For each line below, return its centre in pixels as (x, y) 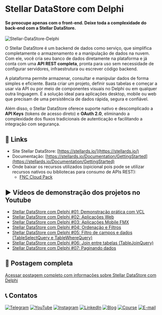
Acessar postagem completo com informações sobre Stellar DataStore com (81, 275)
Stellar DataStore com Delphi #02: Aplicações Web (63, 217)
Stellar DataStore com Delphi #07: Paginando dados (64, 248)
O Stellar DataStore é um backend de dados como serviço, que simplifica (78, 48)
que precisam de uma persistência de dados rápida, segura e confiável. (77, 99)
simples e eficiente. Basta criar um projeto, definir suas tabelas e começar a (81, 83)
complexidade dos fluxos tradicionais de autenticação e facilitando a (74, 119)
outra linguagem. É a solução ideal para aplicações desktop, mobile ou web (81, 94)
